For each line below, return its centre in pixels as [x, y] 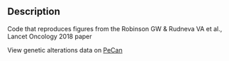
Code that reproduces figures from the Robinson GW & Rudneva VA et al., [115, 28]
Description [34, 12]
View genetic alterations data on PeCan [65, 50]
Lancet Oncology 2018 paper [50, 36]
